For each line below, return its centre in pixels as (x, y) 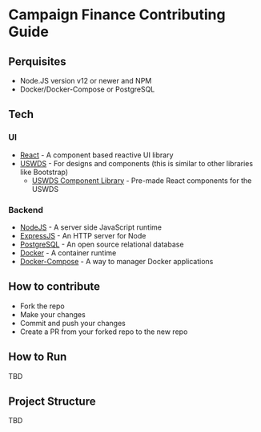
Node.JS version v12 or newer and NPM (86, 81)
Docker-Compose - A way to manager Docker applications (116, 261)
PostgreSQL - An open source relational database (102, 244)
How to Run (38, 357)
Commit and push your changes (72, 323)
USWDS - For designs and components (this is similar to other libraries (137, 163)
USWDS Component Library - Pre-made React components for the (142, 180)
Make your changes (52, 314)
